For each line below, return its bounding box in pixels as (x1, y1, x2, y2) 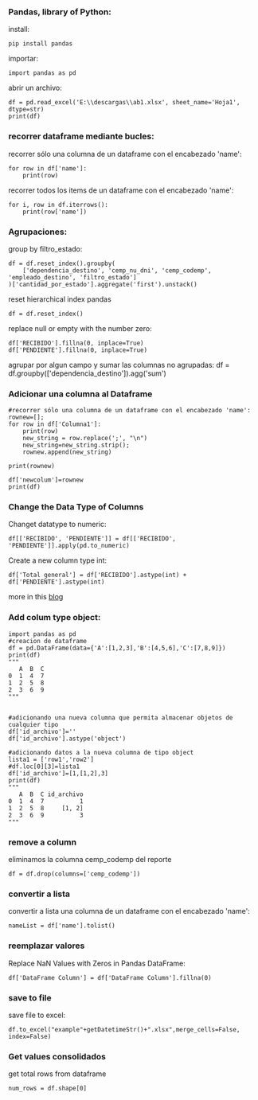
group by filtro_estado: (8, 244, 83, 253)
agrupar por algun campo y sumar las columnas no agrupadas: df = (8, 360, 230, 369)
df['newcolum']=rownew (8, 476, 84, 484)
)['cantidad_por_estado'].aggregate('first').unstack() (8, 280, 197, 288)
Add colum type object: (8, 612, 101, 623)
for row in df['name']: (8, 164, 88, 173)
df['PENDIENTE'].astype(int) (8, 578, 105, 587)
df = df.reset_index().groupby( (8, 259, 115, 267)
